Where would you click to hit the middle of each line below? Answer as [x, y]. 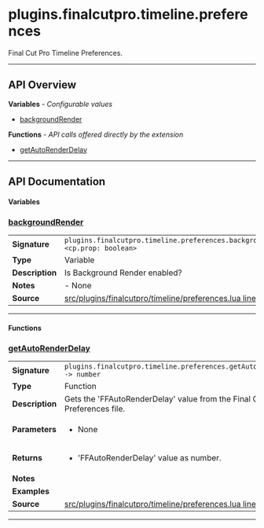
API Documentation [57, 182]
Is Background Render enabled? [123, 273]
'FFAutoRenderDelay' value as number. [149, 457]
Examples [31, 491]
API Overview [42, 85]
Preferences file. [95, 409]
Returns [27, 457]
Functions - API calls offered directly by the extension [96, 134]
